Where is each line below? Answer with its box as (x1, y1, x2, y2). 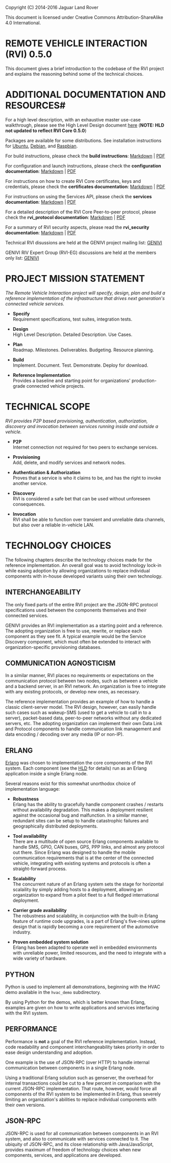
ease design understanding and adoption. (5, 1049, 93, 1055)
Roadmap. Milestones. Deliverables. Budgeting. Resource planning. (12, 347, 154, 353)
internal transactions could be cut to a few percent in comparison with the (5, 1080, 161, 1086)
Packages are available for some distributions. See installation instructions (5, 137, 162, 143)
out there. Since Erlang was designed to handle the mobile (12, 850, 136, 856)
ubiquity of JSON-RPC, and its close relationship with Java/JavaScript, (5, 1141, 154, 1147)
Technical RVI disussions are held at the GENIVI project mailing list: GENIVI (5, 239, 162, 245)
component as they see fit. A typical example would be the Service (5, 633, 146, 639)
